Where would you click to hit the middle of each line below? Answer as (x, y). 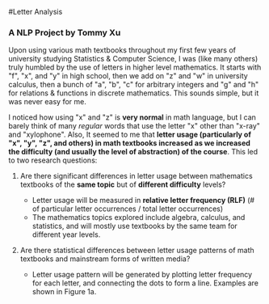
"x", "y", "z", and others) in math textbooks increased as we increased (129, 143)
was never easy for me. (47, 102)
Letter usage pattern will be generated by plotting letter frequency (142, 275)
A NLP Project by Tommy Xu (65, 32)
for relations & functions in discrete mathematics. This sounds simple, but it (134, 93)
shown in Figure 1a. (64, 292)
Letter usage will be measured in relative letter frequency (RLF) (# (143, 201)
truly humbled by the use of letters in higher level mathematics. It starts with (135, 67)
